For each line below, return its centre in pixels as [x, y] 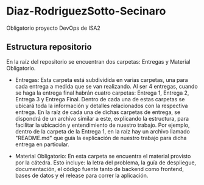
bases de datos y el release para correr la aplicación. [82, 175]
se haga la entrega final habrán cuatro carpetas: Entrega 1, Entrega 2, [102, 93]
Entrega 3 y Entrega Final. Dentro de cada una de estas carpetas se [100, 99]
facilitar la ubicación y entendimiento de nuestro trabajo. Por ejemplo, [102, 125]
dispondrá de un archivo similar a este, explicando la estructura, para [102, 118]
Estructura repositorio [49, 47]
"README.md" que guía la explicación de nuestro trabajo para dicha [101, 138]
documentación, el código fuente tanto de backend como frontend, [99, 169]
